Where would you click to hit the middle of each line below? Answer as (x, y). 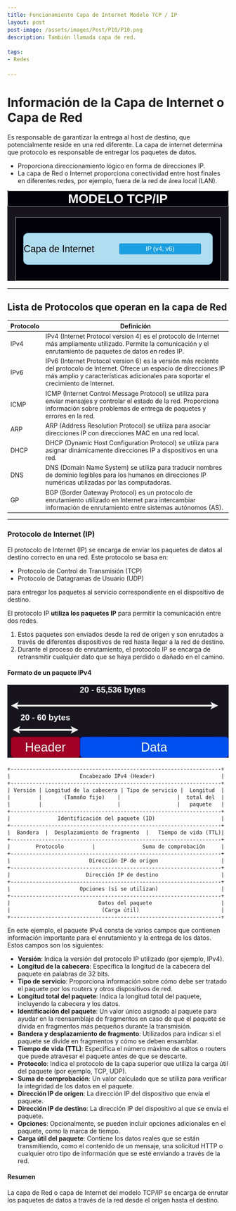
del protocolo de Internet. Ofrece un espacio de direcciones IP (135, 368)
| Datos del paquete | (116, 903)
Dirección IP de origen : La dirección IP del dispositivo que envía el (114, 1093)
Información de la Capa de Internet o (116, 103)
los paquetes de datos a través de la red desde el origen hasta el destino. (113, 1200)
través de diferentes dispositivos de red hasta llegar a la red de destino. (121, 642)
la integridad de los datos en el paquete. (76, 1086)
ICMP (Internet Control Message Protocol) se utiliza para (127, 393)
